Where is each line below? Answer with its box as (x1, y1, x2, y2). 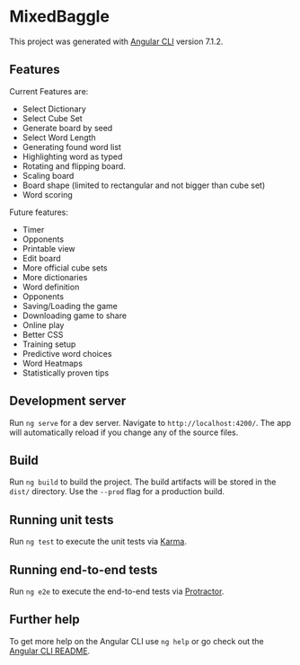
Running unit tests (9, 512, 114, 528)
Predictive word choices (22, 348, 112, 359)
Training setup (22, 339, 76, 350)
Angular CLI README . (9, 645, 91, 656)
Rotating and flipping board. (22, 160, 126, 172)
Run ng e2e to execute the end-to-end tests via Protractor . (9, 586, 225, 597)
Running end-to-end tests (9, 562, 158, 577)
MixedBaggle (9, 6, 110, 27)
